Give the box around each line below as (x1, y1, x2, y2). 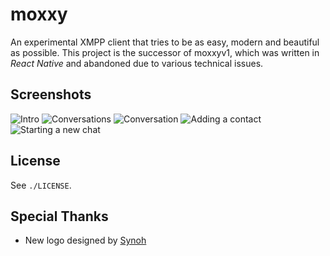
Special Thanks (10, 208, 109, 225)
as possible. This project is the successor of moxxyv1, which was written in (10, 46, 320, 58)
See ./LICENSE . (10, 179, 72, 191)
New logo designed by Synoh (24, 234, 147, 247)
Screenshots (10, 86, 92, 103)
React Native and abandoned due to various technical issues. (10, 57, 264, 69)
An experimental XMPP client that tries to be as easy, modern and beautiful (10, 36, 320, 48)
